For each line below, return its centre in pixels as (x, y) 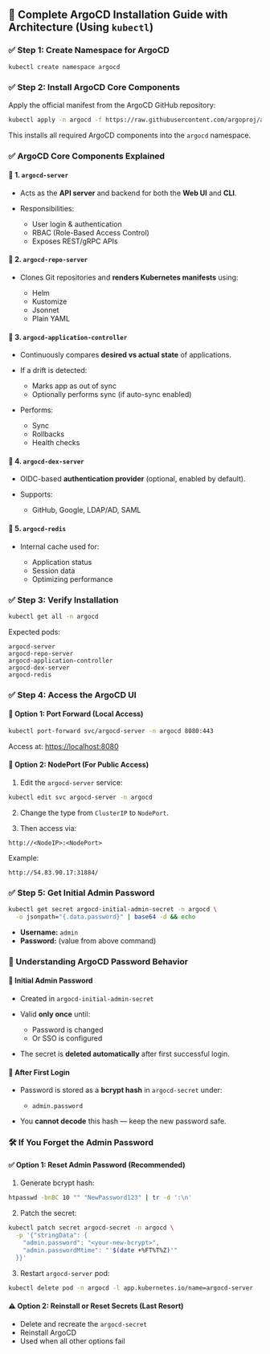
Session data (53, 571)
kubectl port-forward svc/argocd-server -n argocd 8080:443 (111, 731)
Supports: (36, 494)
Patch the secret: (48, 1213)
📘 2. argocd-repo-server (48, 260)
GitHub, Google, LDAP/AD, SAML (86, 510)
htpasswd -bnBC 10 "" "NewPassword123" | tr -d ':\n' (100, 1198)
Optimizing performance (72, 579)
